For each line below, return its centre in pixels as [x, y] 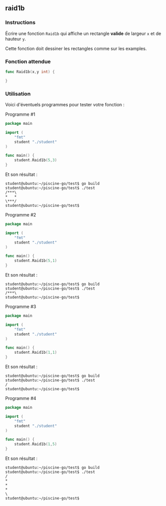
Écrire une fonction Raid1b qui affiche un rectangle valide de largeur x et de [83, 33]
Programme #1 [20, 114]
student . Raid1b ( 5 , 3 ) [36, 160]
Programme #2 [21, 215]
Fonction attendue [28, 61]
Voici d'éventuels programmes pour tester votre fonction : [65, 105]
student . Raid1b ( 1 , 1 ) [36, 353]
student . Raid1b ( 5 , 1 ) [36, 261]
